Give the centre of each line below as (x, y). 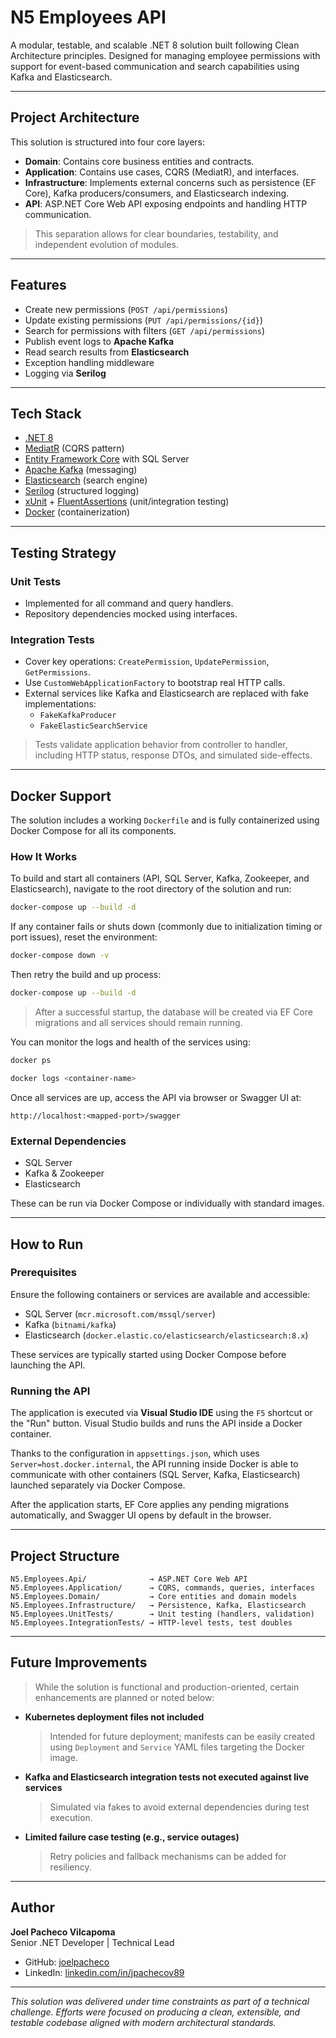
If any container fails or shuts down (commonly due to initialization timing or (166, 927)
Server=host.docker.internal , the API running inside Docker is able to (154, 1464)
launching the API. (48, 1365)
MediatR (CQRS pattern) (74, 448)
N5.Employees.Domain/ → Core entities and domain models (154, 1596)
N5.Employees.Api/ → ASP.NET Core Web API (129, 1579)
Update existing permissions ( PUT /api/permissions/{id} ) (144, 320)
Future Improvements (79, 1662)
